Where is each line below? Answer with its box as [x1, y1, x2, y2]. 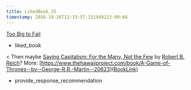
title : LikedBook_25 [6, 8, 57, 15]
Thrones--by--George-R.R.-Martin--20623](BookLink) [6, 65, 139, 72]
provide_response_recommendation [14, 77, 103, 84]
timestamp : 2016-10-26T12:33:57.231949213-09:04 [6, 14, 128, 20]
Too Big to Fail [6, 30, 41, 37]
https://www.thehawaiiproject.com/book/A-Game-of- [41, 59, 171, 66]
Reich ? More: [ [6, 59, 42, 66]
